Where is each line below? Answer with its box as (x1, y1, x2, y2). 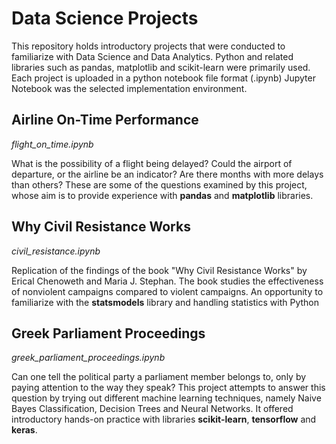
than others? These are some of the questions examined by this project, (11, 178, 308, 191)
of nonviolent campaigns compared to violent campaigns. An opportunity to (11, 285, 324, 297)
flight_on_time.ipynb (11, 138, 94, 150)
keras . (11, 424, 38, 436)
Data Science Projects (11, 7, 199, 30)
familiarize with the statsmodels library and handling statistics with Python (11, 296, 320, 308)
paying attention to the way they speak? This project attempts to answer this (11, 382, 326, 394)
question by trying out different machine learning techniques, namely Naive (11, 392, 322, 404)
